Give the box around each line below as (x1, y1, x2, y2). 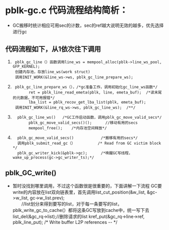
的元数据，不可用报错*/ (12, 95, 55, 100)
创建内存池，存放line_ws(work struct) (15, 69, 91, 74)
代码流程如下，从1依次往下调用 (5, 45, 101, 54)
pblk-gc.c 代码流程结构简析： (5, 5, 129, 16)
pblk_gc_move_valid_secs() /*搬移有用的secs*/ (17, 135, 138, 141)
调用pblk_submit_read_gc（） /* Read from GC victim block (17, 141, 161, 146)
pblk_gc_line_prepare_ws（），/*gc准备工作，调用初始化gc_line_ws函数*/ (15, 84, 158, 89)
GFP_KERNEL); (12, 64, 40, 69)
